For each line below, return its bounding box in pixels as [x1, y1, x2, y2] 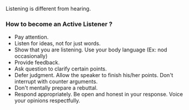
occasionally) [14, 53, 48, 60]
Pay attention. [14, 33, 49, 41]
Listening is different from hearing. [5, 5, 91, 12]
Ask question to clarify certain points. [14, 65, 107, 72]
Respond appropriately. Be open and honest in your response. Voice [14, 91, 184, 98]
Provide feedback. [14, 59, 60, 66]
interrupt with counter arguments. [14, 78, 98, 85]
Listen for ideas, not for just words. [14, 40, 101, 47]
